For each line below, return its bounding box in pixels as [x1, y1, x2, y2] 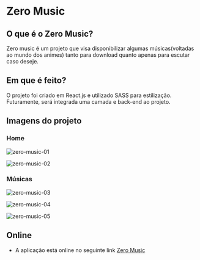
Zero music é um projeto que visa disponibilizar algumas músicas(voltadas [6, 45, 194, 52]
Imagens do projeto [6, 116, 82, 126]
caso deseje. [6, 58, 39, 65]
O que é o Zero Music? [6, 29, 94, 39]
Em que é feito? [6, 75, 67, 86]
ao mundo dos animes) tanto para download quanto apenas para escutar [6, 51, 190, 59]
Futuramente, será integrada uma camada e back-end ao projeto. [6, 98, 171, 105]
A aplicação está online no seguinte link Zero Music [15, 246, 146, 254]
